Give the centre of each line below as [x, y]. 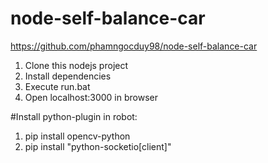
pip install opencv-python [77, 136]
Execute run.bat [57, 86]
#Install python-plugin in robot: [74, 116]
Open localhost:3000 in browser [91, 97]
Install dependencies [68, 76]
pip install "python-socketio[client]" [98, 146]
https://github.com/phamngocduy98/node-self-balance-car [134, 46]
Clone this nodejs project [76, 65]
